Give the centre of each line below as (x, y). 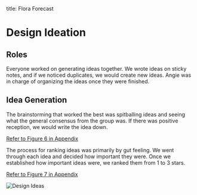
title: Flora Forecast (30, 9)
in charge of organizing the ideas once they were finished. (78, 81)
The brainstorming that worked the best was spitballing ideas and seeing (96, 114)
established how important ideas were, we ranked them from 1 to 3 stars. (96, 162)
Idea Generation (37, 100)
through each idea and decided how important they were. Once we (89, 156)
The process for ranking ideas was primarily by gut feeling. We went (90, 150)
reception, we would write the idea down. (57, 127)
